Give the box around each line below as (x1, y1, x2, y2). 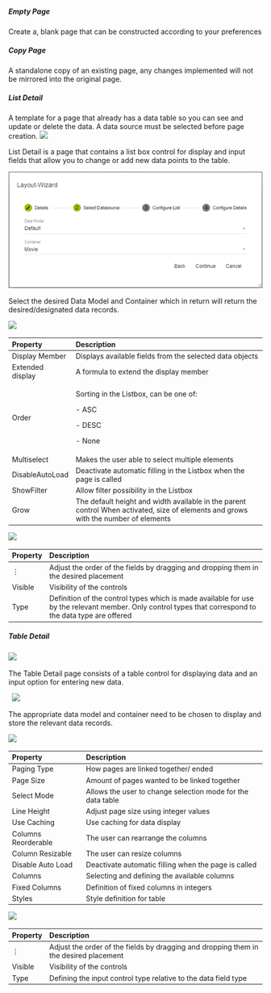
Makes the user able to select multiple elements (75, 455, 234, 464)
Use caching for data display (85, 818, 181, 827)
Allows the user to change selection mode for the (85, 786, 249, 796)
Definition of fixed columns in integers (85, 882, 212, 892)
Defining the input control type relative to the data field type (49, 973, 248, 983)
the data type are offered (49, 610, 132, 621)
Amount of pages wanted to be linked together (85, 775, 240, 785)
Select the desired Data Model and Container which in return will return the (8, 296, 258, 306)
